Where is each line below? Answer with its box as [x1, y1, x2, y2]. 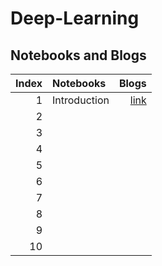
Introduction [52, 93, 110, 107]
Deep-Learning [10, 7, 140, 30]
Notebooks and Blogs [10, 47, 147, 64]
